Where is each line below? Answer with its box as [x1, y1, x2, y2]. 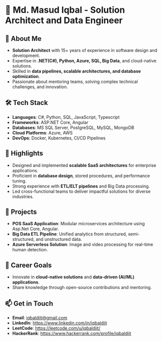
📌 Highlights [5, 149, 43, 157]
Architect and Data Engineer [5, 15, 123, 26]
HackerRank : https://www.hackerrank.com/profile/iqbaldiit [12, 331, 132, 337]
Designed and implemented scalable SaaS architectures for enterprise [12, 162, 157, 168]
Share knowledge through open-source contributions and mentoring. [12, 285, 152, 290]
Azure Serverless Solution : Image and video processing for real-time [12, 241, 153, 247]
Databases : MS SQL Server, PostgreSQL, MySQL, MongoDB [12, 125, 135, 131]
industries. [12, 193, 34, 199]
